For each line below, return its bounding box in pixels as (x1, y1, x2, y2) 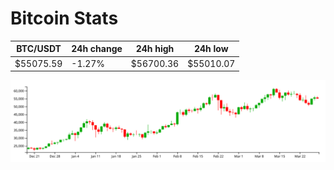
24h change (71, 43, 123, 55)
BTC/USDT (16, 43, 62, 55)
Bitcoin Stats (10, 7, 119, 30)
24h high (135, 43, 175, 55)
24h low (193, 43, 229, 55)
